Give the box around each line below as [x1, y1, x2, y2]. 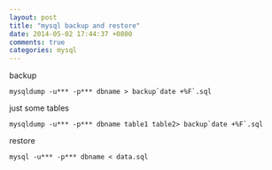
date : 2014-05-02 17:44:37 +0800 [9, 29, 133, 38]
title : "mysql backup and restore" [9, 21, 141, 30]
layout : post [9, 12, 58, 22]
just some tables [9, 103, 69, 113]
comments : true [9, 37, 66, 47]
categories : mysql [9, 46, 77, 55]
